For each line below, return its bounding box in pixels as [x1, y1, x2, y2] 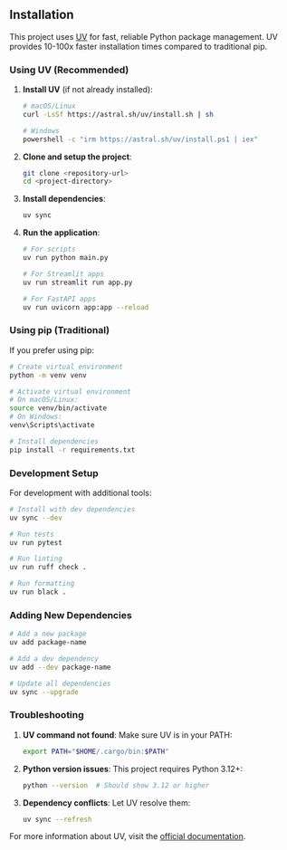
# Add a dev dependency [9, 654, 100, 664]
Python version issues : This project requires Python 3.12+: [22, 763, 244, 774]
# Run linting [9, 554, 63, 564]
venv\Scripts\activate [9, 421, 95, 430]
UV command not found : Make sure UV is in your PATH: [22, 729, 233, 740]
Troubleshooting [9, 709, 84, 721]
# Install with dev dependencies [9, 504, 136, 514]
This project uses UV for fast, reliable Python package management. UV [9, 31, 278, 42]
